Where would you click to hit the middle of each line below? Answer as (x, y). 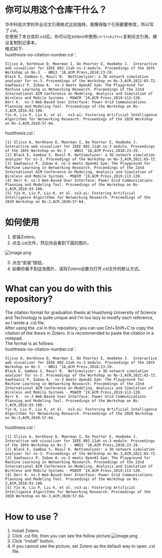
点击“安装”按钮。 (29, 262)
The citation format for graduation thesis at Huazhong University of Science (81, 312)
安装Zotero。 (25, 237)
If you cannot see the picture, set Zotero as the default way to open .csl (83, 546)
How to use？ (32, 517)
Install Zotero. (26, 530)
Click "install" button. (33, 541)
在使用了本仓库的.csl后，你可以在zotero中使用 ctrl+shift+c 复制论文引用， (79, 36)
